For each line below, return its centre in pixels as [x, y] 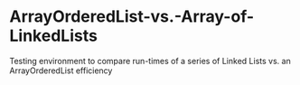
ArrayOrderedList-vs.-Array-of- [132, 17]
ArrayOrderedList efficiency [61, 71]
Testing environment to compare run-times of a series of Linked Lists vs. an [150, 61]
